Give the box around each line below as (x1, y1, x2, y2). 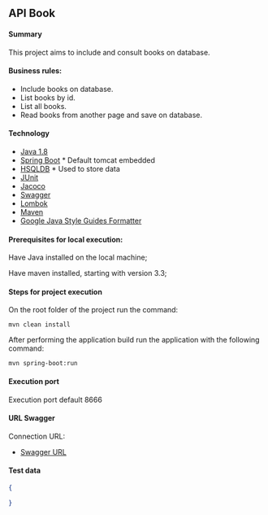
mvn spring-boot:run (8, 360, 79, 368)
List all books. (19, 101, 67, 111)
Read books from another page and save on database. (19, 110, 203, 120)
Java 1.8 (19, 146, 49, 156)
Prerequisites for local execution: (8, 234, 123, 244)
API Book (8, 7, 55, 20)
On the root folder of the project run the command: (8, 305, 179, 315)
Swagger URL (19, 447, 67, 456)
